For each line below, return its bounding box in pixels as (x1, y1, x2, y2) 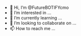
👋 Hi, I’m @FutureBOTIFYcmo (9, 5, 69, 10)
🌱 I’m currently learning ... (9, 15, 62, 20)
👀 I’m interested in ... (9, 10, 52, 16)
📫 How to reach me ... (9, 26, 55, 31)
